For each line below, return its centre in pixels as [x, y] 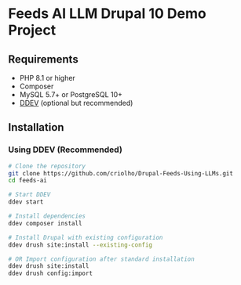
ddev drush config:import [50, 274]
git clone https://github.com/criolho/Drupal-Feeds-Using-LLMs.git [121, 173]
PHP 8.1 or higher [47, 78]
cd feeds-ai [27, 181]
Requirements [43, 59]
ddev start [26, 202]
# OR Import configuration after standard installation [101, 259]
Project [32, 30]
